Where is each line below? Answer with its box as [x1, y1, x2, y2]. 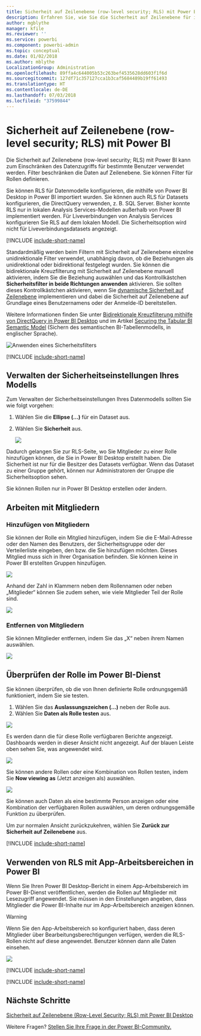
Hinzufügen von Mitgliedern [6, 520, 90, 529]
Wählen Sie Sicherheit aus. [14, 425, 83, 432]
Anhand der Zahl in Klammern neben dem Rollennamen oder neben [6, 582, 172, 590]
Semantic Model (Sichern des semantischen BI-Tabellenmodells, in [6, 323, 171, 331]
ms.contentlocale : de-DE [6, 87, 68, 93]
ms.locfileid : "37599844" [6, 98, 71, 104]
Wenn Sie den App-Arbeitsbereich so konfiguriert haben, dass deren [6, 925, 175, 932]
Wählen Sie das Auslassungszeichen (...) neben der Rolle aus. [14, 704, 170, 711]
